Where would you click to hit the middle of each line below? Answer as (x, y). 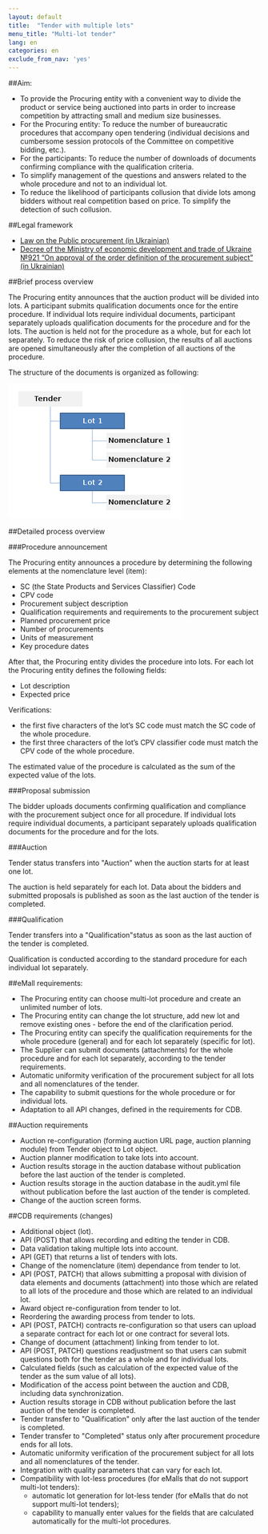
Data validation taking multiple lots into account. (99, 1248)
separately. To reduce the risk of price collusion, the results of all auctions (130, 340)
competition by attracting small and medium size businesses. (120, 116)
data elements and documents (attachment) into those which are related (139, 1282)
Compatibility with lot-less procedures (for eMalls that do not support (134, 1479)
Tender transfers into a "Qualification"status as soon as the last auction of (130, 935)
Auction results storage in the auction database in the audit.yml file (130, 1183)
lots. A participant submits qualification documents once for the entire (123, 306)
